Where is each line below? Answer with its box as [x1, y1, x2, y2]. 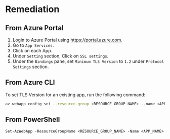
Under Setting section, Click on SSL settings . [12, 53, 109, 59]
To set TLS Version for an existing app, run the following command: [5, 92, 146, 98]
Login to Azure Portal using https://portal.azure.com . [12, 37, 123, 43]
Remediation [5, 4, 60, 15]
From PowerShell [5, 115, 60, 124]
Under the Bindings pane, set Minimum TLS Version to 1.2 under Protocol [12, 58, 164, 64]
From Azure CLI [5, 78, 55, 87]
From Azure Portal [5, 24, 64, 32]
